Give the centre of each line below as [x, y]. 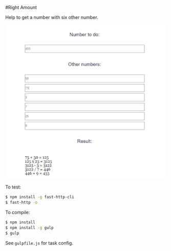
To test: [13, 187]
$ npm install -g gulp [29, 227]
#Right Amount [21, 7]
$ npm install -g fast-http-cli [40, 197]
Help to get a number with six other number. [52, 17]
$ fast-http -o [22, 203]
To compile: [18, 213]
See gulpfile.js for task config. [39, 243]
